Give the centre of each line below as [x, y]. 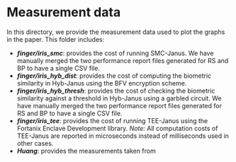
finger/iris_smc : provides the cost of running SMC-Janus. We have [115, 53]
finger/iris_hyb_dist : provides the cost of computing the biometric [114, 76]
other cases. [35, 143]
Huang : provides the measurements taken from [86, 151]
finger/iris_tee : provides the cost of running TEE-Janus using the [112, 120]
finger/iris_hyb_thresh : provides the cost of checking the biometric [116, 91]
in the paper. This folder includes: [56, 39]
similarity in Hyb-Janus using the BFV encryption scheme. [102, 83]
